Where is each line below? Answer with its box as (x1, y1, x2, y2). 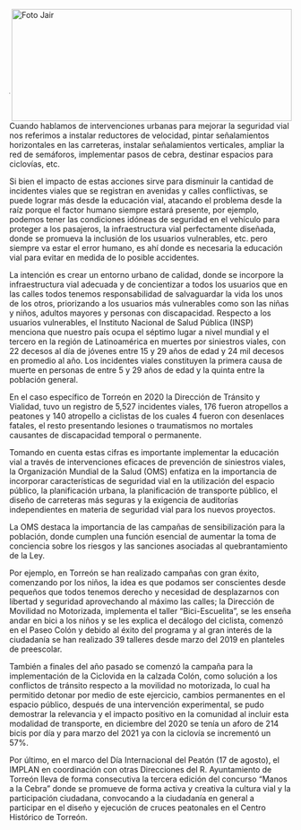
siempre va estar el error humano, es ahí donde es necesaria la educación (9, 243, 283, 253)
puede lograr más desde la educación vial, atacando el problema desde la (9, 195, 282, 205)
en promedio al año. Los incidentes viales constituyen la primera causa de (9, 355, 283, 366)
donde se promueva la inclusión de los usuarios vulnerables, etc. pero (9, 233, 268, 244)
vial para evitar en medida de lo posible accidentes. (9, 252, 200, 263)
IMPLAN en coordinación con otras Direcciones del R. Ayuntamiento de (9, 765, 272, 774)
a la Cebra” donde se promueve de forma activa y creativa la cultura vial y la (9, 783, 291, 793)
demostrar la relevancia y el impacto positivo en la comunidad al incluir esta (9, 709, 289, 719)
